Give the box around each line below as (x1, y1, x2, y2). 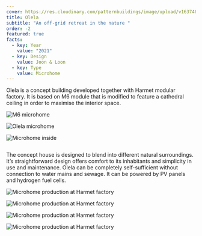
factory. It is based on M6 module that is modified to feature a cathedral (6, 93, 185, 100)
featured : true (6, 31, 44, 37)
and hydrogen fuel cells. (6, 177, 66, 184)
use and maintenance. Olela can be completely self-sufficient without (6, 164, 179, 171)
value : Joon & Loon (17, 59, 66, 65)
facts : (6, 37, 23, 43)
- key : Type (11, 64, 42, 71)
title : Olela (6, 14, 39, 20)
